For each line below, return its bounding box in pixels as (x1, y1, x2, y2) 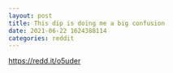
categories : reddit (8, 34, 75, 43)
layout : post (8, 11, 53, 20)
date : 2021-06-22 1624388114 (8, 26, 107, 34)
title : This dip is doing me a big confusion (8, 19, 165, 27)
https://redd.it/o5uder (8, 56, 81, 66)
